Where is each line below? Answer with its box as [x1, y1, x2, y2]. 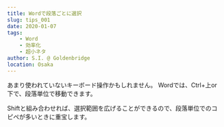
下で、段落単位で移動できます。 [7, 89, 97, 97]
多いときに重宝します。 [25, 113, 91, 121]
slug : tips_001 [7, 16, 51, 23]
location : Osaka [7, 61, 53, 68]
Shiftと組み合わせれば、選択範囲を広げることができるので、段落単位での [7, 104, 212, 112]
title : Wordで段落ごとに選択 [7, 10, 82, 17]
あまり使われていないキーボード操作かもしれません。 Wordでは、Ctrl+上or [7, 80, 218, 89]
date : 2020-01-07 [7, 23, 57, 30]
